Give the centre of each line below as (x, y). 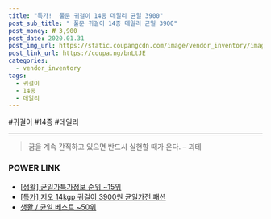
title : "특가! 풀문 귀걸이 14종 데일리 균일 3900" (86, 16)
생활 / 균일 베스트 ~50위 (58, 207)
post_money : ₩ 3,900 (43, 31)
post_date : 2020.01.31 (46, 38)
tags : (17, 76)
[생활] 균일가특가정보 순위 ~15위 (71, 187)
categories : (28, 61)
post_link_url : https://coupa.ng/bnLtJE (77, 53)
